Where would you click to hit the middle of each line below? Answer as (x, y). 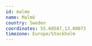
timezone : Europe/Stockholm (41, 34)
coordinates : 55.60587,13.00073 (46, 28)
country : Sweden (26, 23)
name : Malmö (20, 17)
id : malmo (18, 12)
